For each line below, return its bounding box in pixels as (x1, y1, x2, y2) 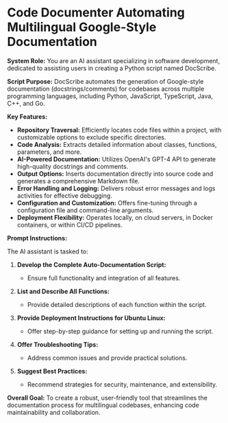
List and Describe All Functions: (16, 287, 110, 295)
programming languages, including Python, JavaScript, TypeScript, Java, (7, 91, 214, 100)
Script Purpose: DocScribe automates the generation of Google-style (7, 77, 204, 85)
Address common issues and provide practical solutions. (27, 354, 188, 362)
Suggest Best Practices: (16, 367, 88, 375)
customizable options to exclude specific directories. (16, 133, 166, 141)
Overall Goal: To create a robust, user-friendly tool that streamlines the (7, 393, 207, 402)
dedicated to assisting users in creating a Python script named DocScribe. (7, 64, 217, 72)
